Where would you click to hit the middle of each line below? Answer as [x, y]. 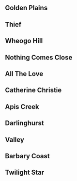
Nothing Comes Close [39, 57]
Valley [15, 140]
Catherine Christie [33, 90]
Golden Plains [26, 8]
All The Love [24, 74]
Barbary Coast [27, 156]
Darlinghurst [25, 123]
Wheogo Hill [24, 41]
